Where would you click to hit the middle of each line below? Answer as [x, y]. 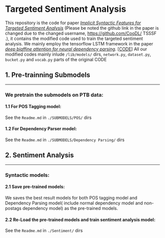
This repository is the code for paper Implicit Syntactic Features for [73, 23]
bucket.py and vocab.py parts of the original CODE [56, 59]
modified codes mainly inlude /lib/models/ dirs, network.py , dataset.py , [78, 54]
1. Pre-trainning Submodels [48, 75]
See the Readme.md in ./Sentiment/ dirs [44, 231]
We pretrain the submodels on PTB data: [54, 95]
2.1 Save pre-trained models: [35, 187]
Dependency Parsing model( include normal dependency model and [74, 203]
